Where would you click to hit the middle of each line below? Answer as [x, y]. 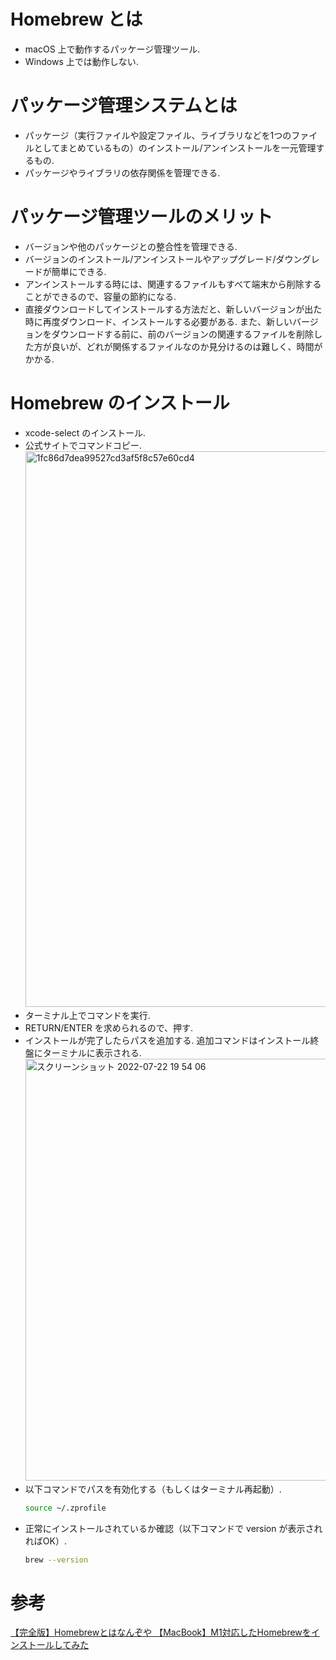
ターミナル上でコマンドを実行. [87, 1015]
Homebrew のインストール [120, 403]
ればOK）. [45, 1541]
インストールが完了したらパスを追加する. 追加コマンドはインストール [167, 1040]
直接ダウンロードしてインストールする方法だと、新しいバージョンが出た [173, 309]
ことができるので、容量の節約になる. [100, 296]
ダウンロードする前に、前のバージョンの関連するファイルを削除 [183, 334]
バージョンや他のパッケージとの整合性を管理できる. [131, 246]
